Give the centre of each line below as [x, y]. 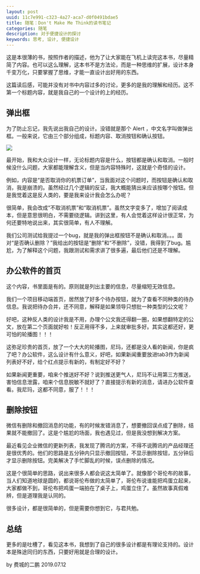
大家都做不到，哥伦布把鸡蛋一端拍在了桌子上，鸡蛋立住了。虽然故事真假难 [97, 488]
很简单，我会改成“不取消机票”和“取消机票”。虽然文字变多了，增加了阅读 [94, 207]
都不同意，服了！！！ [69, 389]
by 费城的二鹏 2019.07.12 [36, 564]
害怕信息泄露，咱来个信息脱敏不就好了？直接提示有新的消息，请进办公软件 [97, 382]
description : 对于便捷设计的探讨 [44, 34]
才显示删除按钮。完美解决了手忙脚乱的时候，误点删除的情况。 [82, 461]
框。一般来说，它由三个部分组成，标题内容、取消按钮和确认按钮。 [87, 136]
